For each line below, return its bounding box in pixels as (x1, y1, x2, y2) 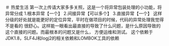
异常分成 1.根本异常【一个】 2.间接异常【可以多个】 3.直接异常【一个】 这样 (5, 10, 162, 16)
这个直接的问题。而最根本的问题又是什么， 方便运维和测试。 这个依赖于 (5, 29, 153, 35)
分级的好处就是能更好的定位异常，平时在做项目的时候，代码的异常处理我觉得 (5, 17, 164, 22)
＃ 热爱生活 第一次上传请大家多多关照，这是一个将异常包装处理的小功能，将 (5, 4, 162, 10)
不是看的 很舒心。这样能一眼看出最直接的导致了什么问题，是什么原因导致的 (5, 23, 161, 29)
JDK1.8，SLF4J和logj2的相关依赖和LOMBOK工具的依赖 (5, 35, 120, 41)
